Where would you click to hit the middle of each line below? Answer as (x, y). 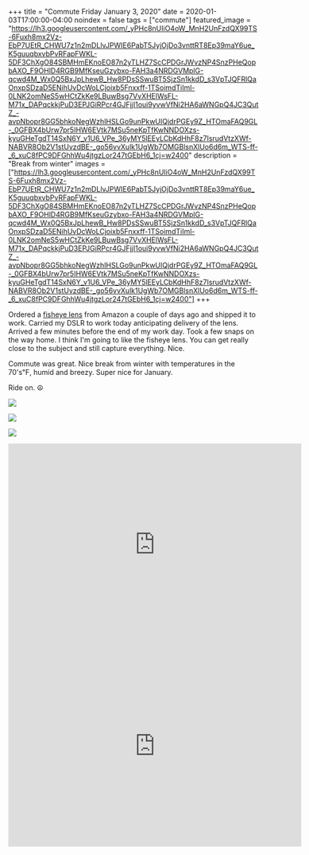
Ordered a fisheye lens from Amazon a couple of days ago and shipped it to (132, 314)
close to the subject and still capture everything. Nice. (97, 348)
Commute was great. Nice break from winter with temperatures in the (122, 364)
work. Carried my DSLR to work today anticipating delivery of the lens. (124, 323)
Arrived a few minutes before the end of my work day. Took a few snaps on (131, 331)
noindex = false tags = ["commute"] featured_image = (163, 20)
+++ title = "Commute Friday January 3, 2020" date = (96, 12)
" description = (212, 155)
